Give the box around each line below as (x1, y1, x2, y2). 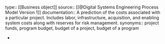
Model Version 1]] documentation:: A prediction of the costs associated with (5, 9, 161, 15)
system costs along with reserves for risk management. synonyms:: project (5, 20, 159, 26)
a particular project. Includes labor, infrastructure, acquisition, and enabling (5, 15, 160, 20)
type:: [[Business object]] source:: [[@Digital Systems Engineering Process (5, 4, 159, 10)
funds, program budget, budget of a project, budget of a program (5, 25, 139, 31)
